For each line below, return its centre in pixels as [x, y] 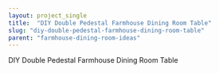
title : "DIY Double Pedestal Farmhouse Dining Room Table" [110, 23]
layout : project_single [48, 15]
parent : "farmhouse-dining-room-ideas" [74, 38]
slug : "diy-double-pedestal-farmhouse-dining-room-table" [106, 30]
